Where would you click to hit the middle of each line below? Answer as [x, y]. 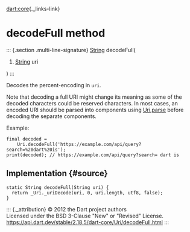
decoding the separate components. [51, 116]
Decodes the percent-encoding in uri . [54, 85]
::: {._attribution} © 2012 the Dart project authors [66, 209]
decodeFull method [56, 33]
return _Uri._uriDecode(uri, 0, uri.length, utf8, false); [87, 193]
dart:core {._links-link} [33, 9]
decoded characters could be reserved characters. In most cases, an [92, 103]
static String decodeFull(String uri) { [58, 187]
